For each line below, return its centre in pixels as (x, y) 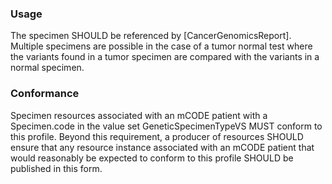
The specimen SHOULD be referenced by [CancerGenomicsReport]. (151, 36)
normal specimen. (47, 68)
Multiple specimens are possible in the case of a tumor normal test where (161, 46)
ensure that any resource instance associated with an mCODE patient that (162, 147)
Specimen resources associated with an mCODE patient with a (139, 115)
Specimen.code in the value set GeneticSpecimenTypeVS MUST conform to (166, 126)
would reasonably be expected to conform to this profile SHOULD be (152, 158)
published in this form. (56, 168)
